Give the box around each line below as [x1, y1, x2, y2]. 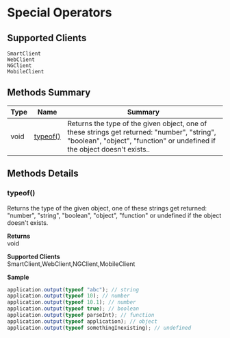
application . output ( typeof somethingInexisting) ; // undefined [7, 324, 192, 331]
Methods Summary [7, 87, 91, 99]
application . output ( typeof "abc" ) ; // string [7, 286, 139, 293]
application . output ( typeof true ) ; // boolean [7, 305, 139, 313]
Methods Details [7, 168, 79, 180]
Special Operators [7, 5, 112, 21]
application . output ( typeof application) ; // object [7, 317, 157, 325]
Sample [7, 273, 29, 281]
